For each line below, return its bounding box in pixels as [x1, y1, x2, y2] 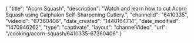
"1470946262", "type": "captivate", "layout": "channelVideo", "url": [5, 24, 167, 31]
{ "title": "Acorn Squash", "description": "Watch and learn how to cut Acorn [5, 5, 187, 12]
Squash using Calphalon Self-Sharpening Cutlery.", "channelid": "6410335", [5, 11, 189, 18]
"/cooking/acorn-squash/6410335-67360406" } [5, 30, 122, 37]
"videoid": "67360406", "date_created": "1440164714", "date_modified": [5, 18, 180, 24]
